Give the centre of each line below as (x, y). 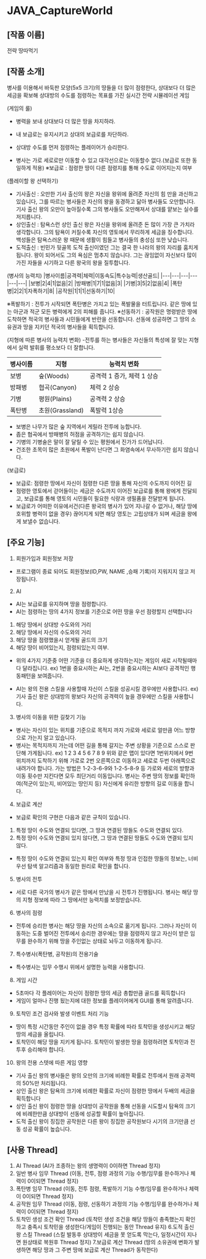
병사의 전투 (29, 879)
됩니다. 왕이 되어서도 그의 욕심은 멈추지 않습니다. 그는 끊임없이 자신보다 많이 (106, 255)
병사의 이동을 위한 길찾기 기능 (51, 717)
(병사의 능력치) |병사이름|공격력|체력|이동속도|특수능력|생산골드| (83, 275)
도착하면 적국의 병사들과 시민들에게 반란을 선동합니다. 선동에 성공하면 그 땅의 (98, 319)
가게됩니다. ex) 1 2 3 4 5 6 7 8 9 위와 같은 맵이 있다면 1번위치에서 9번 (110, 753)
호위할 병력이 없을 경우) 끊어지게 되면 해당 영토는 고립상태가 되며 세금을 (101, 514)
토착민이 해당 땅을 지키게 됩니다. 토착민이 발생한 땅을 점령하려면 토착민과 (102, 1042)
